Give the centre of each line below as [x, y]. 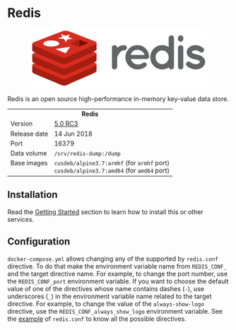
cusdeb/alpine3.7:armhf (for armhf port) [112, 163]
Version [22, 124]
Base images [29, 163]
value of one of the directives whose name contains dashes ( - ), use [106, 288]
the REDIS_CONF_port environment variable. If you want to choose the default [118, 281]
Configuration [39, 242]
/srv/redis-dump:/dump [88, 154]
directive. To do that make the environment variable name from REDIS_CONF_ [117, 266]
